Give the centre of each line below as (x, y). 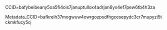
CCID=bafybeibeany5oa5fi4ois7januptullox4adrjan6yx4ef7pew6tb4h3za (80, 7)
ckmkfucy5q (18, 22)
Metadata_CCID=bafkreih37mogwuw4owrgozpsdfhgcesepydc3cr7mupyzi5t (84, 17)
